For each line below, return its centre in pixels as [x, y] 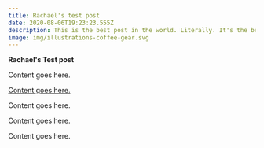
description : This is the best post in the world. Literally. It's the [128, 30]
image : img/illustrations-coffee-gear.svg [79, 37]
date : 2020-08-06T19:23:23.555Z [61, 23]
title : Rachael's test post [54, 15]
